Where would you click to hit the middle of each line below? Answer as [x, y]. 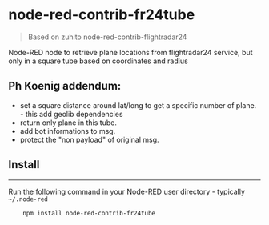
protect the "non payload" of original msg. [89, 139]
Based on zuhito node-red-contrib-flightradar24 [107, 37]
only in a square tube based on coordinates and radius [98, 61]
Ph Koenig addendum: [65, 86]
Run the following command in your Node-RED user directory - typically [127, 191]
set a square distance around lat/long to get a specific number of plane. [138, 105]
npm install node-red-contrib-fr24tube [89, 213]
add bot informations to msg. [68, 131]
